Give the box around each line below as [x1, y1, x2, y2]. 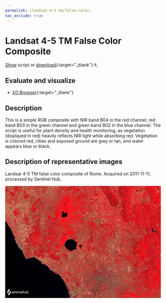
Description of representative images [5, 157, 123, 166]
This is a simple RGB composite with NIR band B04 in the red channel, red [5, 117, 156, 123]
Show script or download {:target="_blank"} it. [5, 62, 98, 68]
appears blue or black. [5, 144, 51, 150]
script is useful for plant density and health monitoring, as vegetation [5, 128, 146, 134]
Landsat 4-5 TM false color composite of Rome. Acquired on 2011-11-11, [5, 171, 151, 177]
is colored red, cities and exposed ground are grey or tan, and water [5, 138, 144, 144]
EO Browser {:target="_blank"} [12, 90, 74, 96]
